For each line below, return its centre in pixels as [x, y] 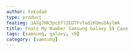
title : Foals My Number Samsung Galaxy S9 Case [67, 28]
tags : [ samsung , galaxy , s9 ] [43, 34]
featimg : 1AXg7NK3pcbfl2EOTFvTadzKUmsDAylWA [63, 23]
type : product [24, 17]
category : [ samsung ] [32, 39]
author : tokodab [27, 12]
